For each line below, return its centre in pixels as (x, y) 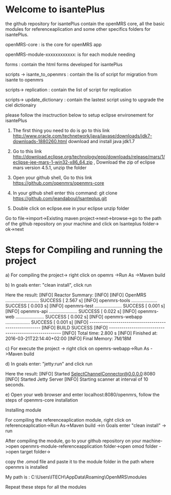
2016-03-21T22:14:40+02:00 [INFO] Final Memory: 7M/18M (68, 338)
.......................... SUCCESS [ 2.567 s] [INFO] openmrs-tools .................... (81, 300)
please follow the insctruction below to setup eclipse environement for (80, 115)
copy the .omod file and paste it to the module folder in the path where (80, 461)
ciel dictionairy (21, 105)
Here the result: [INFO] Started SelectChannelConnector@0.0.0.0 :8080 (80, 373)
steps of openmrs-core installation (42, 400)
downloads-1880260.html (40, 141)
